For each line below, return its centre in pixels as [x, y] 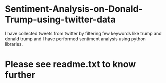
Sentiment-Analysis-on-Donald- [74, 9]
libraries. [14, 44]
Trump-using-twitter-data [61, 20]
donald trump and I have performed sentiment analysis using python [75, 39]
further [20, 75]
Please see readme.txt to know [71, 64]
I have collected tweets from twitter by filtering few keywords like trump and [83, 33]
